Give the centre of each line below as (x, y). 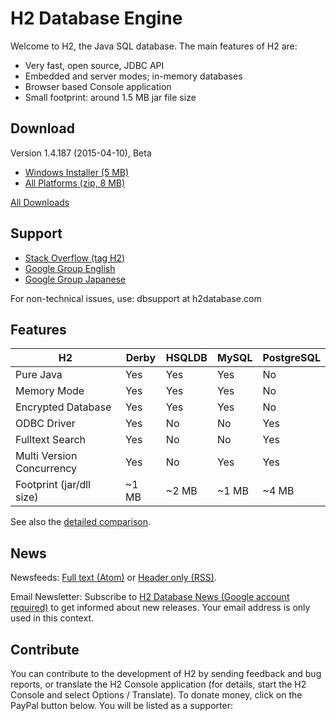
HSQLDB (186, 358)
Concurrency (46, 469)
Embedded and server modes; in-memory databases (133, 76)
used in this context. (52, 618)
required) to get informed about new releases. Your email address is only (160, 608)
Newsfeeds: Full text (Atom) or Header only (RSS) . (113, 578)
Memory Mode (50, 391)
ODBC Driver (45, 424)
